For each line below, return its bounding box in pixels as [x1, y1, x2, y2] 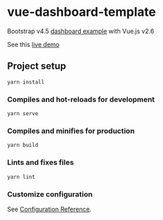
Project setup [7, 60, 67, 72]
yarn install [7, 79, 45, 86]
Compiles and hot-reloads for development [7, 94, 155, 104]
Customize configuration [7, 189, 93, 199]
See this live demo [7, 40, 60, 48]
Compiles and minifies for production [7, 126, 135, 135]
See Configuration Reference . [7, 205, 92, 213]
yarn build [7, 142, 39, 149]
